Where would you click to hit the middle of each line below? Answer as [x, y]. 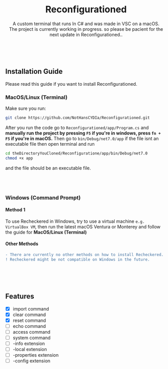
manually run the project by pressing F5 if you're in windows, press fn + [83, 133]
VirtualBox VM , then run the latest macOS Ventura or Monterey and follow [83, 226]
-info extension [29, 343]
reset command [29, 320]
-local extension [30, 349]
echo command [29, 326]
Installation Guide [34, 72]
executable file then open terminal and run [50, 144]
